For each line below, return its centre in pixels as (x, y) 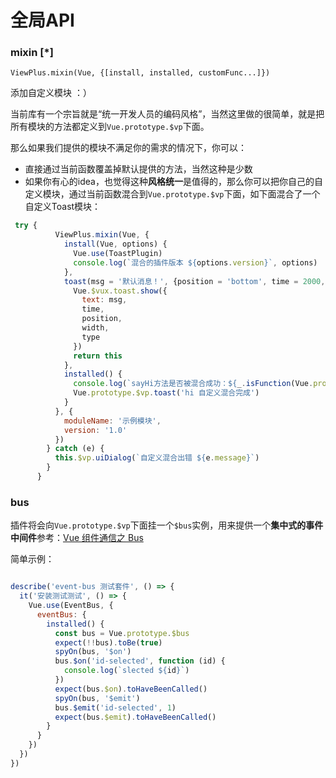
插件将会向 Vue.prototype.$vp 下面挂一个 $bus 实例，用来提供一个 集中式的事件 (167, 525)
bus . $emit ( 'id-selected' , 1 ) (115, 707)
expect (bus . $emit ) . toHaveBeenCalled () (135, 717)
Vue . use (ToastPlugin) (118, 254)
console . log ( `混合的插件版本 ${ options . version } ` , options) (195, 262)
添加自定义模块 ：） (51, 93)
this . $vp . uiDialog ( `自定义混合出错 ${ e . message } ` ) (157, 458)
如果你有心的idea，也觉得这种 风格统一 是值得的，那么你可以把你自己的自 (173, 182)
